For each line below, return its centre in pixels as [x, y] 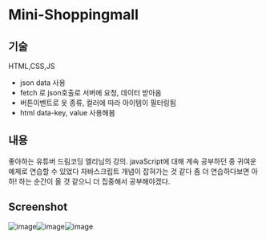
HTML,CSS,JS [32, 66]
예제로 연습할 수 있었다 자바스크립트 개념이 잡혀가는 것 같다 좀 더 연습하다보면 [129, 171]
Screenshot [38, 207]
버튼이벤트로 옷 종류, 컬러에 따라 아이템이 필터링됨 [98, 103]
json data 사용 [42, 83]
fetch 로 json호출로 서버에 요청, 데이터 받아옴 [91, 93]
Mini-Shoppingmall [73, 15]
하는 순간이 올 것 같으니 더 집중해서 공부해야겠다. [95, 181]
